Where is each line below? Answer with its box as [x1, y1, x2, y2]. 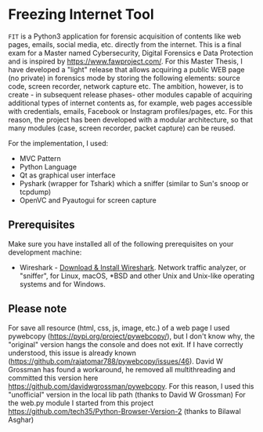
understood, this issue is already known [8, 348, 137, 357]
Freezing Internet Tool [8, 5, 154, 24]
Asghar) [8, 415, 34, 424]
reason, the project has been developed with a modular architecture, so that [8, 115, 253, 124]
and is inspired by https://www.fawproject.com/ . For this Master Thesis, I [8, 57, 243, 66]
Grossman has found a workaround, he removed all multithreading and [8, 364, 236, 374]
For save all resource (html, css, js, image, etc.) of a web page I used [8, 323, 230, 332]
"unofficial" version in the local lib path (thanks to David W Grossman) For [8, 390, 247, 399]
